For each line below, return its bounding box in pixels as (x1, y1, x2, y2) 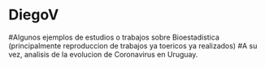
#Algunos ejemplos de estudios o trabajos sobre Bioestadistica (8, 32, 219, 42)
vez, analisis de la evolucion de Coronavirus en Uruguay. (8, 49, 198, 59)
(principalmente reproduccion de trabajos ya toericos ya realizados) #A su (8, 40, 258, 50)
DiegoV (8, 6, 59, 24)
